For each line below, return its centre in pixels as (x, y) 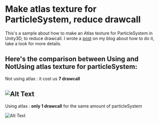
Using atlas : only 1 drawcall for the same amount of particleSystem (74, 106)
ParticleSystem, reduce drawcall (73, 19)
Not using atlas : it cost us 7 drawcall (42, 78)
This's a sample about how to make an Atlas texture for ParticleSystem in (79, 33)
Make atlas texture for (51, 9)
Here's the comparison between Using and (72, 59)
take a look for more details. (33, 43)
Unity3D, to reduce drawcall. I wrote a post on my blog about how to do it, (80, 38)
